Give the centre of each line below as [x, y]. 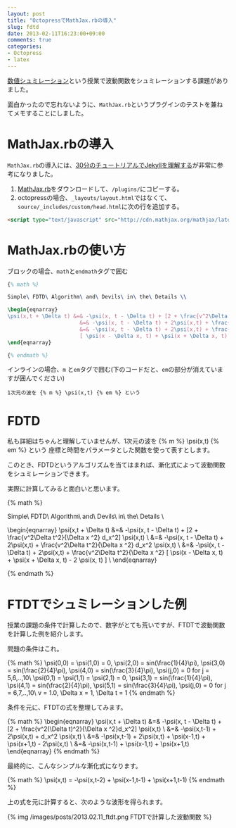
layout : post [26, 14]
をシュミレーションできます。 [50, 474]
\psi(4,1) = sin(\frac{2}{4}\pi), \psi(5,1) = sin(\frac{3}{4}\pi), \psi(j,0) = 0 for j [117, 685]
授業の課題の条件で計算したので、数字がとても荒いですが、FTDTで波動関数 [116, 625]
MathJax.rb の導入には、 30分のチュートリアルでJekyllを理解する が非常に [112, 165]
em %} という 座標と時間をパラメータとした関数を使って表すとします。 [111, 450]
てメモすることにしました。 [47, 113]
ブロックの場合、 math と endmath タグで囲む [68, 271]
